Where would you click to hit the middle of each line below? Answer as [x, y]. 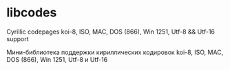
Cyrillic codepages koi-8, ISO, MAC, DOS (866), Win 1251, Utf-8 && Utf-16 [111, 32]
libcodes [32, 13]
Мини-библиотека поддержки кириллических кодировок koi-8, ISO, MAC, [115, 52]
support [18, 38]
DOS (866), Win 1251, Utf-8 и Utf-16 [57, 59]
